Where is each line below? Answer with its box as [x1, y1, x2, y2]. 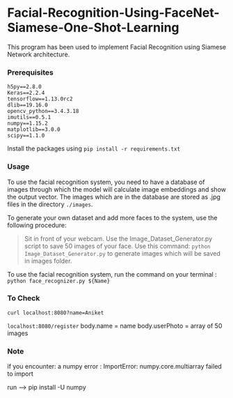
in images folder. [24, 257, 72, 265]
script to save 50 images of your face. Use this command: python [24, 242, 211, 250]
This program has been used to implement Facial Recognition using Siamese [7, 43, 227, 51]
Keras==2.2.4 [7, 89, 45, 97]
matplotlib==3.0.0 [7, 126, 61, 133]
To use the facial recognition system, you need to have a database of [7, 178, 205, 186]
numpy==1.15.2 [7, 120, 49, 127]
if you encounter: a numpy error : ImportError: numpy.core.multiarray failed [7, 362, 223, 371]
